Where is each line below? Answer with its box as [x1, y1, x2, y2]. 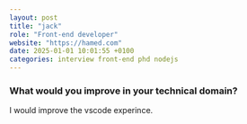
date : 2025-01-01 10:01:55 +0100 [9, 47, 135, 56]
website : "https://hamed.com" [9, 38, 123, 48]
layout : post [9, 13, 58, 22]
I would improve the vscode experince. [9, 105, 154, 116]
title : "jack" [9, 22, 63, 31]
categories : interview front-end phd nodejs [9, 55, 179, 64]
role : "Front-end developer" [9, 30, 119, 39]
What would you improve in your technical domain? [9, 84, 238, 97]
